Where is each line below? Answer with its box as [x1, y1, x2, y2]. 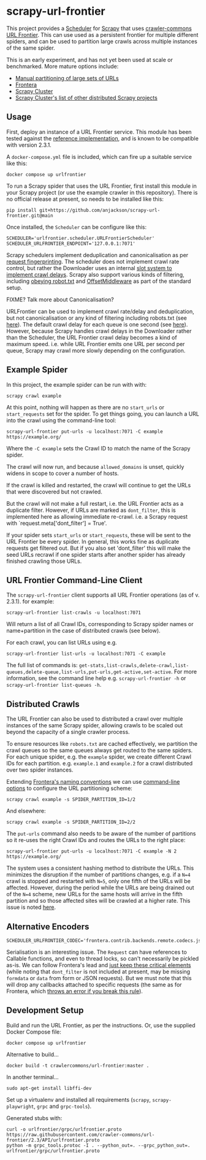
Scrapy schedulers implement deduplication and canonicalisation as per [6, 251, 189, 258]
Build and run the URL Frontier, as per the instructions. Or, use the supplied [6, 1021, 196, 1029]
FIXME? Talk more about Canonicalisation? [6, 296, 115, 303]
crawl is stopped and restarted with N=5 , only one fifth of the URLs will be [6, 878, 191, 885]
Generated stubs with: [6, 1114, 63, 1121]
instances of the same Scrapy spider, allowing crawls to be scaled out [6, 722, 183, 729]
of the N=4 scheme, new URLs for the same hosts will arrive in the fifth [6, 891, 183, 898]
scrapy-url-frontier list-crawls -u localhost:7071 [6, 609, 141, 616]
